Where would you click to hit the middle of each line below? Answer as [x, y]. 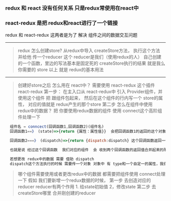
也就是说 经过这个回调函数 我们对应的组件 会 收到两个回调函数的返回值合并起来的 [87, 150]
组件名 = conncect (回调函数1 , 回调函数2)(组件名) [57, 127]
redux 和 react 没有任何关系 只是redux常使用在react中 [72, 8]
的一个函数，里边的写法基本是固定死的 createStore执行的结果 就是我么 [91, 63]
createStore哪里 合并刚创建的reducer [57, 193]
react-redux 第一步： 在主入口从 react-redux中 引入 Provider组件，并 [90, 92]
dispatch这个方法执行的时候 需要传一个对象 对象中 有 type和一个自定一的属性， [85, 164]
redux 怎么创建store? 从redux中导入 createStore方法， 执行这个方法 [89, 51]
